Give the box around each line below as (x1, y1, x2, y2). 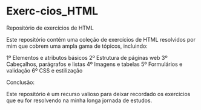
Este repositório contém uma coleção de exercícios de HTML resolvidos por (6, 36, 196, 43)
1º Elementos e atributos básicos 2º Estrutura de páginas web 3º (6, 54, 168, 61)
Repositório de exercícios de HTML (6, 24, 94, 31)
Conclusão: (6, 79, 35, 86)
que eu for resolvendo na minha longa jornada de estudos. (6, 97, 153, 104)
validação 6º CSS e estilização (6, 66, 83, 74)
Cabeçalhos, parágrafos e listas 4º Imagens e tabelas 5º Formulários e (6, 60, 183, 68)
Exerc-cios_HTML (6, 4, 99, 18)
